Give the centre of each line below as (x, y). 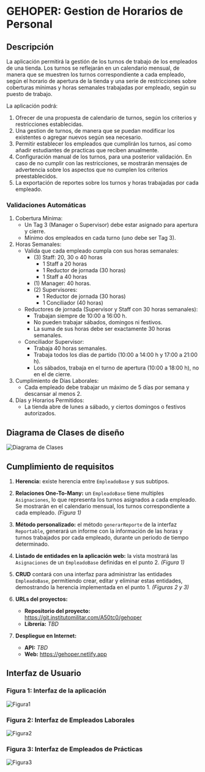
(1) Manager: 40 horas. (62, 283)
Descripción (30, 47)
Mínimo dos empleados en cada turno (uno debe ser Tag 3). (100, 238)
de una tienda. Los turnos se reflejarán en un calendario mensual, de (93, 68)
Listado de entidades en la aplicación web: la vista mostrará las (96, 555)
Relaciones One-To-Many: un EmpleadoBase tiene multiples (89, 493)
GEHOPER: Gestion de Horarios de (95, 11)
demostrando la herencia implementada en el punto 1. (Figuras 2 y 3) (102, 587)
